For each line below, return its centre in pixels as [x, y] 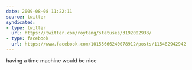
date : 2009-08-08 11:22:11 [39, 11]
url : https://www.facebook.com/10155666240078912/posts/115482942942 [99, 44]
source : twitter [26, 17]
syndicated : [21, 22]
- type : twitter [26, 28]
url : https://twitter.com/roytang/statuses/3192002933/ [82, 33]
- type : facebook [27, 38]
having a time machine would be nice [51, 60]
